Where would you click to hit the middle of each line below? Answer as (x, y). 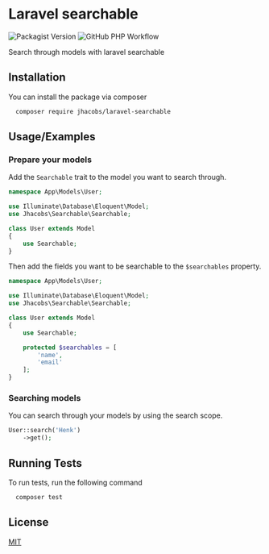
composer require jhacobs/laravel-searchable (93, 111)
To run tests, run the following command (75, 482)
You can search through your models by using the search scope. (116, 415)
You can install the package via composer (78, 97)
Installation (37, 77)
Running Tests (45, 463)
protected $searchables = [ (70, 348)
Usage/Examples (52, 137)
